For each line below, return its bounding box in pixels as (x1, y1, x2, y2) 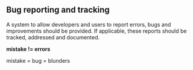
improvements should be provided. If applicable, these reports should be (6, 27, 187, 34)
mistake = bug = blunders (6, 57, 71, 64)
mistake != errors (6, 45, 51, 52)
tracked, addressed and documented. (6, 33, 100, 41)
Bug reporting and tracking (6, 5, 110, 15)
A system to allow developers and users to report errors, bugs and (6, 21, 171, 28)
